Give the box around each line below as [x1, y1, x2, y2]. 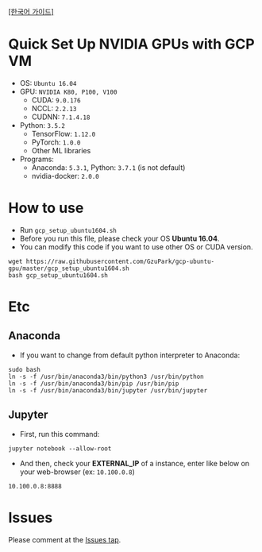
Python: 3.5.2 [19, 120, 66, 129]
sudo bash [8, 365, 41, 373]
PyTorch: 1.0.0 [31, 137, 81, 147]
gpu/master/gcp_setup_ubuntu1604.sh [8, 264, 129, 272]
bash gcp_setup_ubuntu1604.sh [8, 271, 109, 280]
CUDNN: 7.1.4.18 [31, 112, 91, 122]
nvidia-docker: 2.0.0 [31, 171, 99, 180]
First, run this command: [19, 429, 100, 438]
